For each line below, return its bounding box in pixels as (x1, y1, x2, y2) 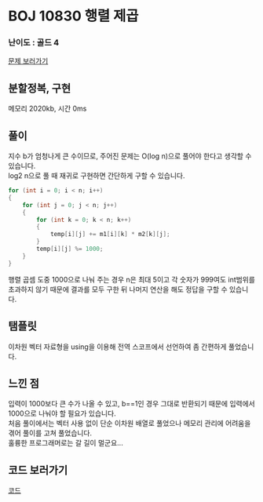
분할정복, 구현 (8, 82, 71, 95)
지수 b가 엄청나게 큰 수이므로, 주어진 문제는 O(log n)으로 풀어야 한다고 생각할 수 (8, 151, 252, 161)
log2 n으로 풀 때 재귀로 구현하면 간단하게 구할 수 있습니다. (8, 171, 186, 180)
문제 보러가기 (8, 56, 49, 66)
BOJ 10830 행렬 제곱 (8, 7, 139, 25)
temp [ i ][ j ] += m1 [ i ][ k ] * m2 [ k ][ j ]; (49, 231, 170, 238)
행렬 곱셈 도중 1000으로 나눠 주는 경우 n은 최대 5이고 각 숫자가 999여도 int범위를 (8, 275, 255, 284)
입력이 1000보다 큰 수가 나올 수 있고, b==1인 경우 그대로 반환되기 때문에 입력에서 (8, 399, 255, 409)
